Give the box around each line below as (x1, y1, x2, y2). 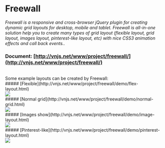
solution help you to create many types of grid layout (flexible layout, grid (5, 30, 155, 36)
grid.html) (5, 101, 25, 107)
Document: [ (5, 52, 36, 59)
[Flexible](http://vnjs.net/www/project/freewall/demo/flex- (20, 81, 138, 87)
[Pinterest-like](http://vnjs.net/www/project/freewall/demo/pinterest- (20, 127, 160, 133)
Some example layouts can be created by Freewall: (5, 75, 108, 82)
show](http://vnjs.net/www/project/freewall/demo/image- (37, 112, 155, 118)
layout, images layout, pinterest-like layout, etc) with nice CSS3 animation (5, 35, 156, 41)
